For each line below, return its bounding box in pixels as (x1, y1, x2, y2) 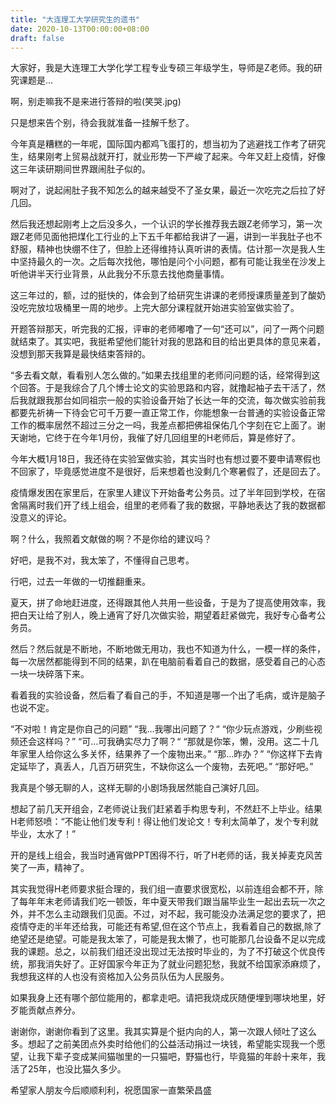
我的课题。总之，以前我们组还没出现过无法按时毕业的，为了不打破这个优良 (10, 946, 317, 958)
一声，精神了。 (27, 862, 90, 874)
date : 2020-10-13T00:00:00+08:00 (10, 24, 150, 34)
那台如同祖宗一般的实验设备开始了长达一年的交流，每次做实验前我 (53, 394, 326, 406)
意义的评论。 (18, 512, 72, 524)
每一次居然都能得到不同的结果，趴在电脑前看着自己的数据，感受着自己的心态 (10, 656, 326, 668)
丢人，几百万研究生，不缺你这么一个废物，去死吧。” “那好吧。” (62, 761, 314, 773)
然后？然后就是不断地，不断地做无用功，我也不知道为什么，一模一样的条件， (10, 643, 326, 655)
